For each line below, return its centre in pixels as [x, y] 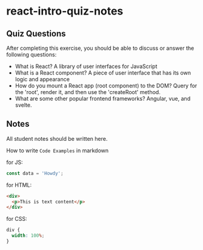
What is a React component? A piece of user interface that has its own [103, 73]
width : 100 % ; [28, 236]
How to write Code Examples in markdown [58, 150]
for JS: [15, 162]
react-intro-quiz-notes [65, 11]
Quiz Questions [36, 34]
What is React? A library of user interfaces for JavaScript [86, 66]
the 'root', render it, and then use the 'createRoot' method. [88, 92]
